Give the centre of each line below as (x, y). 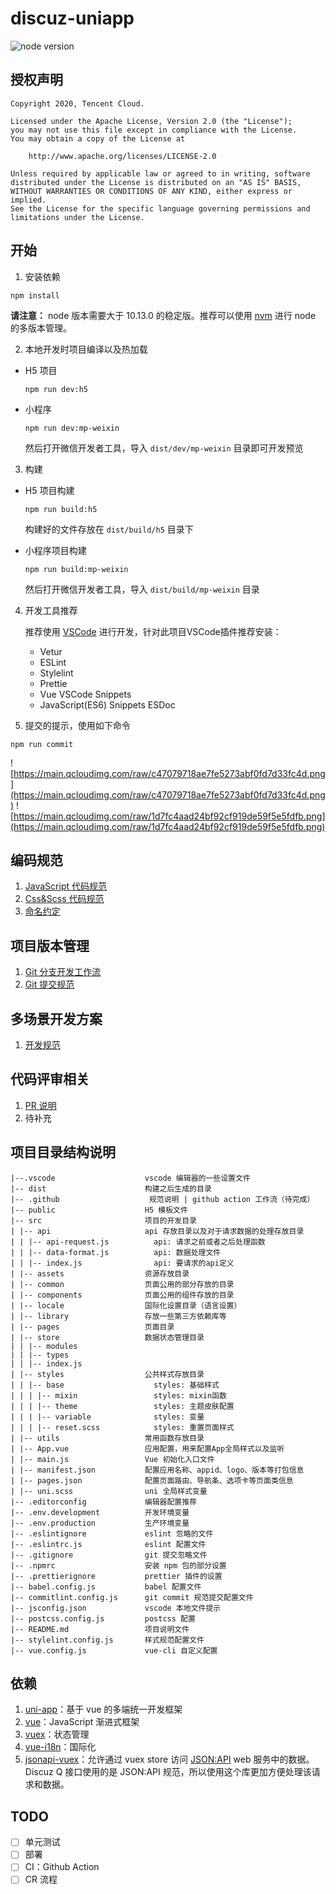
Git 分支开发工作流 (63, 972)
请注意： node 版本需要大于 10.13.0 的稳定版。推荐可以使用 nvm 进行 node (163, 315)
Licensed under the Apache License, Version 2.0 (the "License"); (151, 121)
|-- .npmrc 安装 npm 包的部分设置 (118, 1565)
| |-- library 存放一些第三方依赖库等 (118, 1316)
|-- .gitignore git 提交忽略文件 (109, 1555)
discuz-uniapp (72, 18)
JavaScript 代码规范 (65, 886)
